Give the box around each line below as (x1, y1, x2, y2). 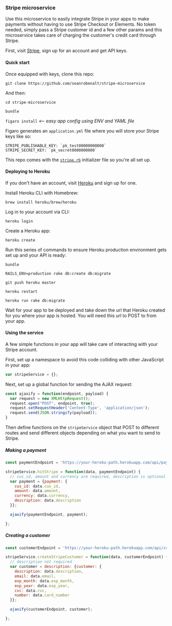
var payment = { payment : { (10, 478, 68, 484)
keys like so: (5, 133, 32, 139)
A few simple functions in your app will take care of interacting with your (5, 341, 158, 347)
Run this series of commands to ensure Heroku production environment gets (5, 246, 167, 253)
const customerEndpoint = (5, 545, 60, 550)
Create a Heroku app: (5, 228, 51, 234)
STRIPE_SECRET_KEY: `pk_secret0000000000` (5, 148, 97, 153)
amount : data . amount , (14, 488, 60, 493)
